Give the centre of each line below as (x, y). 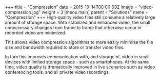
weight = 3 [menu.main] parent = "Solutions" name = (95, 12)
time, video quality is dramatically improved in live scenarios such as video (80, 67)
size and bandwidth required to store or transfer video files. (65, 47)
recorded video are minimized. (36, 33)
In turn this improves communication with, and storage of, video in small (77, 57)
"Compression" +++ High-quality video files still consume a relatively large (80, 17)
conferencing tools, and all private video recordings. (58, 72)
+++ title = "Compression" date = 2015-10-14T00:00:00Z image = (71, 7)
